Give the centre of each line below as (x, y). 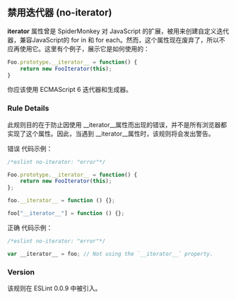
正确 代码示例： (30, 228)
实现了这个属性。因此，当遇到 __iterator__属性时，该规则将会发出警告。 (111, 134)
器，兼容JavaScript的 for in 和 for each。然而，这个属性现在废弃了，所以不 (116, 40)
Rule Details (28, 108)
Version (21, 272)
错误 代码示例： (30, 148)
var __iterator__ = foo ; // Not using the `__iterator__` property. (110, 254)
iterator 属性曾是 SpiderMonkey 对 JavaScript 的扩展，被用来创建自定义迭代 (118, 31)
